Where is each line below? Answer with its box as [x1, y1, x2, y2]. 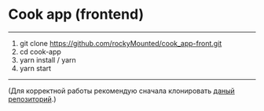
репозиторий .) [8, 94, 57, 103]
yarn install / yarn [19, 55, 76, 64]
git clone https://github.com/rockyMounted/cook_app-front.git [19, 38, 222, 48]
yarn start [19, 63, 52, 73]
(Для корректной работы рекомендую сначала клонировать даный [8, 86, 236, 95]
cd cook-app [19, 47, 61, 56]
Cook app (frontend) [8, 5, 144, 23]
